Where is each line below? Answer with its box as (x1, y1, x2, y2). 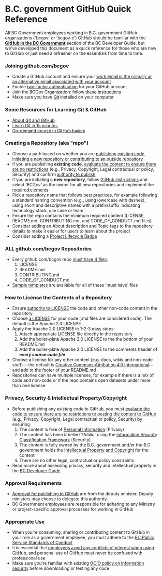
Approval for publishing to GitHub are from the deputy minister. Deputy (12, 491, 154, 497)
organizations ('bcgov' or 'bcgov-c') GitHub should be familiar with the (5, 35, 146, 41)
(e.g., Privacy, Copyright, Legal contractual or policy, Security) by (12, 416, 143, 422)
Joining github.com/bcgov (5, 62, 69, 69)
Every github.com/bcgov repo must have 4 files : (12, 256, 108, 263)
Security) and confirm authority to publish (12, 171, 96, 177)
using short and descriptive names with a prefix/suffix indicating (12, 202, 140, 208)
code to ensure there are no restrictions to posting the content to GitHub (12, 411, 156, 417)
